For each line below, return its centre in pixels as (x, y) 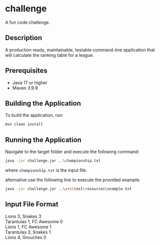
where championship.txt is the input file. (46, 170)
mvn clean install (24, 124)
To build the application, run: (34, 115)
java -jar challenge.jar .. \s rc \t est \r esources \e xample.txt (69, 189)
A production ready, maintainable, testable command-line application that (80, 49)
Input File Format (32, 204)
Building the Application (43, 103)
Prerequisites (26, 71)
